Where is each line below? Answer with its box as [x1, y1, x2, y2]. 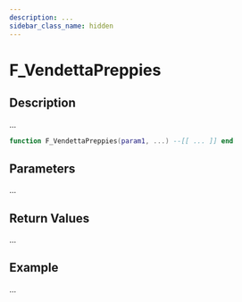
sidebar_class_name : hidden [9, 21, 114, 30]
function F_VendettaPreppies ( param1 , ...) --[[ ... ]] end [9, 136, 234, 146]
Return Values [9, 211, 90, 226]
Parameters [9, 161, 76, 176]
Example [9, 260, 59, 275]
